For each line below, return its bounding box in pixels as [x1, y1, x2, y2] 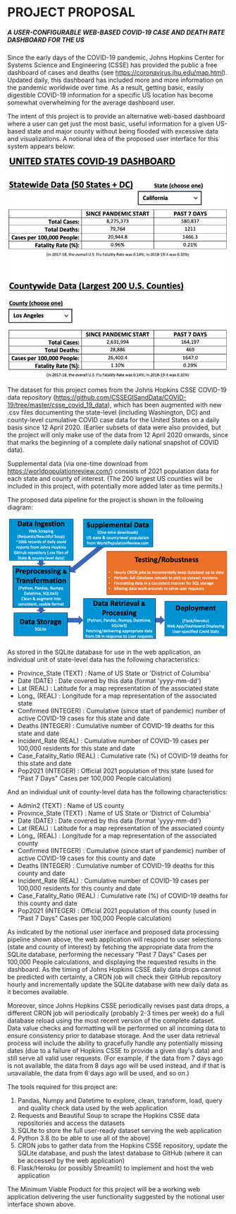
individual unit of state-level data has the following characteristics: [7, 655, 200, 664]
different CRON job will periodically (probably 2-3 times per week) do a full [7, 1008, 225, 1017]
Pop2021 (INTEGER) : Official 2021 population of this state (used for [17, 766, 214, 775]
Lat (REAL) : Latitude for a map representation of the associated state [17, 684, 219, 692]
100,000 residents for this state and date [17, 744, 135, 752]
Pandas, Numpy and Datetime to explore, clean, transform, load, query [17, 1096, 223, 1105]
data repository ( [7, 393, 56, 401]
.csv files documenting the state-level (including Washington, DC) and [7, 407, 211, 417]
